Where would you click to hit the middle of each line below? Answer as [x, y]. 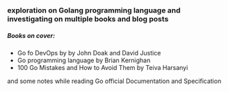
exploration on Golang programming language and [94, 10]
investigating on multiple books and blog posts [88, 19]
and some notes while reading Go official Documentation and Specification [114, 81]
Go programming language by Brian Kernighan [84, 60]
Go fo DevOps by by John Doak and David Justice [89, 53]
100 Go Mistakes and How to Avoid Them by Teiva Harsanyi [103, 67]
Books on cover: [31, 35]
